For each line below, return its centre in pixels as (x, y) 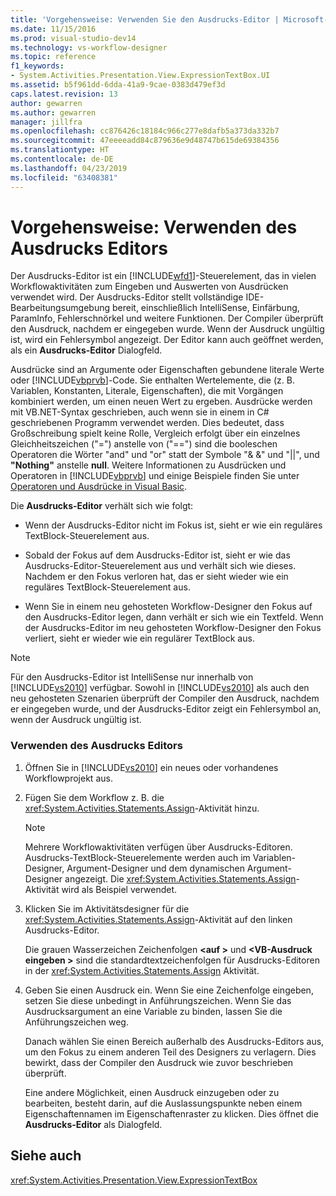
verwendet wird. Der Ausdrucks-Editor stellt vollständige (127, 297)
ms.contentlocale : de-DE (62, 159)
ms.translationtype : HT (60, 150)
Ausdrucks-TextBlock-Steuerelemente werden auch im (137, 857)
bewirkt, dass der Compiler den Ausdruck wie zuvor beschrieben (159, 1062)
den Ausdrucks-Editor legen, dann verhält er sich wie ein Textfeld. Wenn (174, 617)
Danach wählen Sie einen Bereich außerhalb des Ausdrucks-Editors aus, (174, 1041)
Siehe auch (46, 1156)
